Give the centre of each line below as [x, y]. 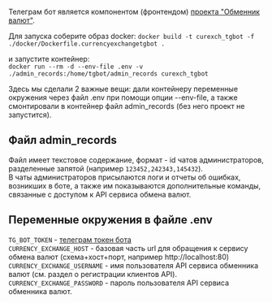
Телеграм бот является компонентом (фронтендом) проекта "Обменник [134, 12]
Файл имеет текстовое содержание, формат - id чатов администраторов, [136, 160]
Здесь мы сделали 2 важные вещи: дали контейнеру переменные [123, 89]
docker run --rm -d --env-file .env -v [76, 67]
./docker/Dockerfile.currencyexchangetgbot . [86, 44]
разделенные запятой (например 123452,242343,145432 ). [106, 168]
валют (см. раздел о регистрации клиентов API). [93, 274]
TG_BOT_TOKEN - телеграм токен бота [70, 240]
